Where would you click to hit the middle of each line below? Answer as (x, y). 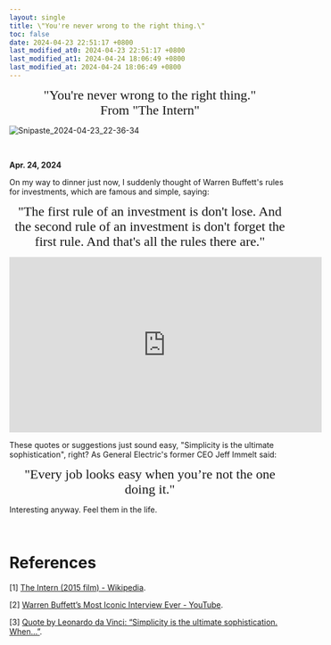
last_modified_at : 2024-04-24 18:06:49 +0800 (95, 68)
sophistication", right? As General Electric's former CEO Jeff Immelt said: (143, 454)
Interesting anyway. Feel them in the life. (83, 510)
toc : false (29, 34)
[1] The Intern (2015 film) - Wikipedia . (78, 587)
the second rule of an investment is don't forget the (150, 226)
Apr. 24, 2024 (36, 165)
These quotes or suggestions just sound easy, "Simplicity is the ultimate (142, 445)
